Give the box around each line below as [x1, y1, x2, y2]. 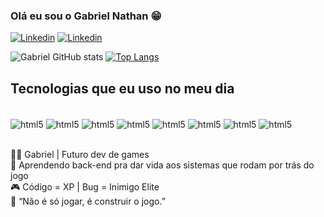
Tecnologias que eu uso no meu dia [10, 80, 235, 97]
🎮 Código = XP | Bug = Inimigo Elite [10, 180, 160, 193]
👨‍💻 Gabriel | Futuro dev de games [10, 148, 150, 160]
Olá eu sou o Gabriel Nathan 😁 [10, 9, 162, 23]
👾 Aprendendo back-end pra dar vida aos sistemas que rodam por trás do [10, 159, 315, 171]
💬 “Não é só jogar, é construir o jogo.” [10, 195, 166, 207]
